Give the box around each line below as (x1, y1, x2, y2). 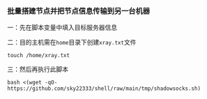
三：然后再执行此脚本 (7, 65, 68, 74)
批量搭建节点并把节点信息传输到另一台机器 (7, 6, 151, 15)
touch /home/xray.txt (7, 52, 70, 59)
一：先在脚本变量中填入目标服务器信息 (7, 23, 117, 32)
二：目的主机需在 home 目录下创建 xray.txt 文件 (7, 38, 137, 47)
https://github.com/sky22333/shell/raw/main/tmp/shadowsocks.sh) (7, 85, 201, 92)
